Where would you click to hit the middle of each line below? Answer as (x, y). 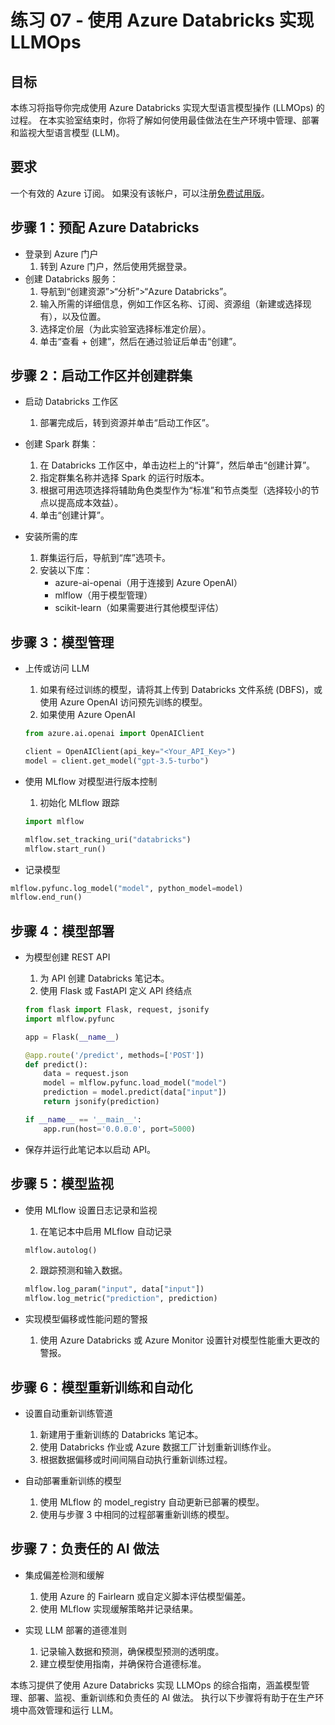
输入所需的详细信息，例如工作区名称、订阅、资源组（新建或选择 (171, 303)
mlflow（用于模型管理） (103, 595)
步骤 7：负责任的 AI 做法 (85, 1549)
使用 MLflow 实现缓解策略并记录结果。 (119, 1608)
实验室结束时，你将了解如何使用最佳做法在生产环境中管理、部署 (188, 120)
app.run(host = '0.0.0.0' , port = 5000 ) (119, 1129)
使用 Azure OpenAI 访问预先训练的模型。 (123, 702)
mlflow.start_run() (65, 849)
